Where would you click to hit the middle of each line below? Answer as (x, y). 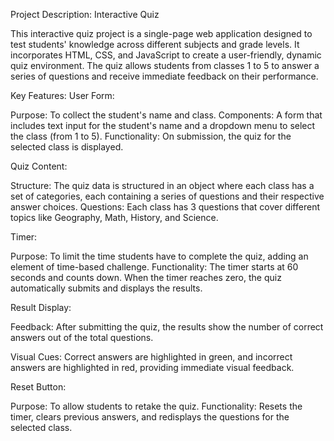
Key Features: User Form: (62, 95)
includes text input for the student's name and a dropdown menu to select (163, 125)
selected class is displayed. (67, 147)
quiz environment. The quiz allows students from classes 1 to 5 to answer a (165, 65)
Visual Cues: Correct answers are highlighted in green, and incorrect (151, 357)
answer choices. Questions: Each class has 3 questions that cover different (165, 207)
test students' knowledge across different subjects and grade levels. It (155, 44)
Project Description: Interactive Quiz (85, 14)
